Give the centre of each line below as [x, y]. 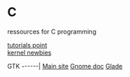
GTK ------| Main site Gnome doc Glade [65, 66]
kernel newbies [29, 52]
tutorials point [27, 45]
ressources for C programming [52, 31]
